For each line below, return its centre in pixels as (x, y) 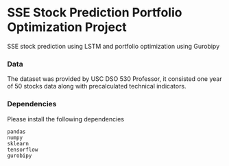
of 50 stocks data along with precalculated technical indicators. (97, 86)
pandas (16, 132)
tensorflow (23, 150)
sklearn (18, 143)
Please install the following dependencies (66, 119)
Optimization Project (67, 27)
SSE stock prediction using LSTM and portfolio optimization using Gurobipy (113, 46)
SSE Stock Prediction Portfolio (95, 13)
